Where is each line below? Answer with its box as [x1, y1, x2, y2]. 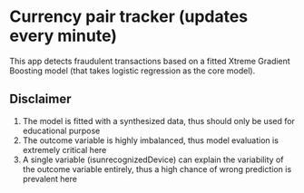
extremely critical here [22, 144, 107, 155]
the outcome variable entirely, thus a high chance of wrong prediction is [22, 163, 292, 174]
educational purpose [22, 125, 101, 136]
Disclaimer [9, 92, 72, 107]
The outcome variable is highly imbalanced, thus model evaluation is [22, 134, 279, 146]
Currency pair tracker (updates [9, 6, 249, 27]
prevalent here [22, 173, 77, 184]
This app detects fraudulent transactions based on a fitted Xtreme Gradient [9, 55, 290, 66]
